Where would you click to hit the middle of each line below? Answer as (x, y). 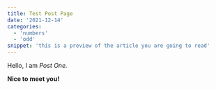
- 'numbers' (31, 33)
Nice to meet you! (33, 79)
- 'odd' (25, 39)
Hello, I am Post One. (37, 65)
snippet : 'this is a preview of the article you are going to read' (109, 46)
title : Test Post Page (40, 13)
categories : (24, 26)
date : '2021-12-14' (36, 20)
